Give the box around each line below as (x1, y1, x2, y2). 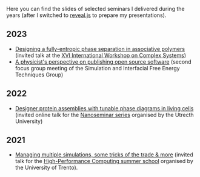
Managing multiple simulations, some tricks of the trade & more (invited (15, 151, 194, 158)
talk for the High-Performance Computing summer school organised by (15, 158, 194, 165)
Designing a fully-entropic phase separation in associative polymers (15, 45, 185, 52)
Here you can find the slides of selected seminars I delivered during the (6, 5, 185, 12)
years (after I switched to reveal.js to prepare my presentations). (6, 12, 167, 19)
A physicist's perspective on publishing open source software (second (15, 58, 192, 65)
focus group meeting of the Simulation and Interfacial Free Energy (15, 64, 180, 72)
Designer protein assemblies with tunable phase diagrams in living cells (15, 104, 194, 112)
